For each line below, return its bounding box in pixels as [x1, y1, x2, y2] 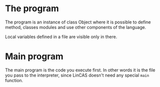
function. [5, 77, 23, 83]
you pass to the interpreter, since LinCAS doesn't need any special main [5, 72, 149, 78]
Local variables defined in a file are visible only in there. [5, 34, 117, 40]
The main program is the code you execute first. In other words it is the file [5, 67, 156, 73]
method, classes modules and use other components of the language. [5, 24, 146, 30]
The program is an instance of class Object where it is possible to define [5, 19, 151, 25]
